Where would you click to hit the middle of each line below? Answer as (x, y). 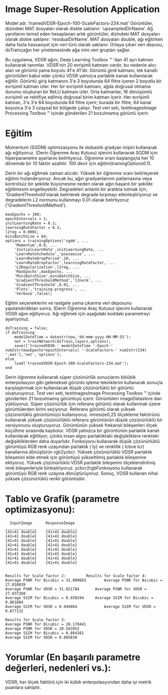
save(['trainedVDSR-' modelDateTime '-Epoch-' (64, 345)
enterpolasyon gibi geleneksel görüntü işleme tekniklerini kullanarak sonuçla (84, 382)
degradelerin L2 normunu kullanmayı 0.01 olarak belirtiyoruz (67, 200)
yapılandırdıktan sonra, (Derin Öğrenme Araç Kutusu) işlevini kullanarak (79, 308)
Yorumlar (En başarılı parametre (73, 657)
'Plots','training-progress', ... (50, 289)
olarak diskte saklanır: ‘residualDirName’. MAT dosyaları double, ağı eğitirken (84, 39)
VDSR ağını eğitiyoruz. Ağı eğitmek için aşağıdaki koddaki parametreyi (78, 313)
